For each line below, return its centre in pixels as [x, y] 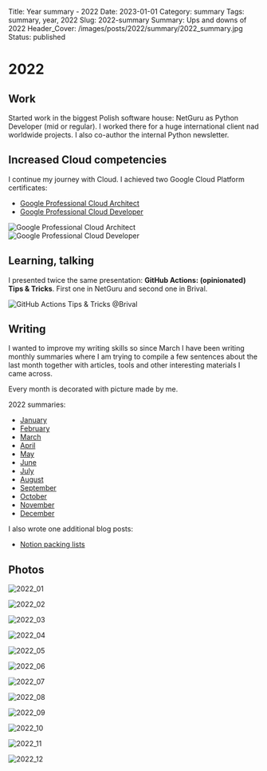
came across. [31, 374]
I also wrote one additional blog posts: [71, 529]
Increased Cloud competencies [88, 160]
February [35, 429]
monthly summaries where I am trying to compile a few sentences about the [133, 357]
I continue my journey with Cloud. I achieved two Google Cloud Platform [127, 179]
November [37, 505]
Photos [26, 569]
